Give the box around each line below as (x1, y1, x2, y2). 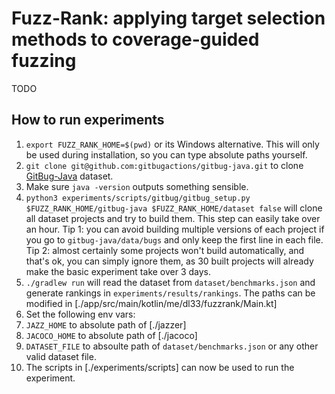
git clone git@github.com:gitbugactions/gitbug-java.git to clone (25, 159, 304, 171)
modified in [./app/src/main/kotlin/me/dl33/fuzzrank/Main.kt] (25, 297, 278, 309)
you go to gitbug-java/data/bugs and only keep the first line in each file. (25, 233, 324, 246)
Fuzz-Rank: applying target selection (11, 7, 326, 30)
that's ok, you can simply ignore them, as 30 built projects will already (25, 255, 314, 267)
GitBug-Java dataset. (25, 170, 114, 182)
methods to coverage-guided (11, 28, 260, 51)
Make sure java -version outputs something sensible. (25, 180, 249, 192)
